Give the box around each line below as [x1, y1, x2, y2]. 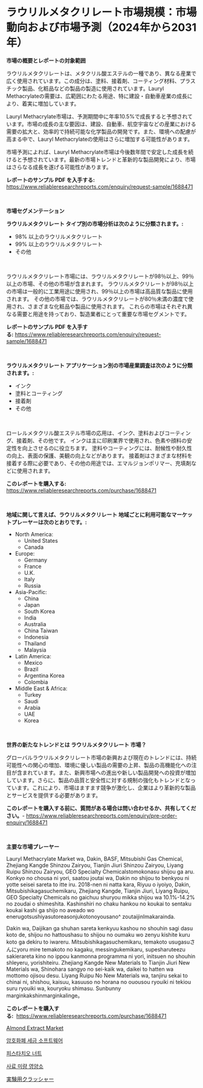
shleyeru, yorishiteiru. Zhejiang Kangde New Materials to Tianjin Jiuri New [6, 959, 190, 966]
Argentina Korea [24, 672, 65, 679]
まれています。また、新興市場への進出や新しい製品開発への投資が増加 [22, 769, 196, 776]
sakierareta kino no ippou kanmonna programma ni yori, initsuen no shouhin [6, 953, 196, 960]
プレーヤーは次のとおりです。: [11, 518, 88, 526]
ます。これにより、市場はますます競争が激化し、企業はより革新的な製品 [16, 784, 196, 791]
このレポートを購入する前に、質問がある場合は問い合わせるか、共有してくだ [6, 805, 196, 812]
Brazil [24, 665, 39, 673]
